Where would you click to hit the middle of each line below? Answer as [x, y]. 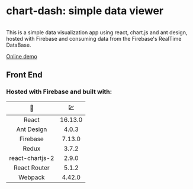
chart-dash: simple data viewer [85, 11]
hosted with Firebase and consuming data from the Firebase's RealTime [94, 38]
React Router [32, 168]
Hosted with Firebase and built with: [59, 92]
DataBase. [19, 45]
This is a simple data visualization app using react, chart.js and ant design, [97, 32]
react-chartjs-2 [32, 158]
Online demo [22, 56]
